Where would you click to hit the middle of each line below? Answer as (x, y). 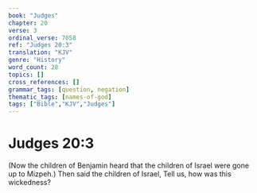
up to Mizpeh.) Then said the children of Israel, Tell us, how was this (120, 174)
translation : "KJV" (41, 52)
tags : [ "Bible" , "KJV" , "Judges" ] (62, 104)
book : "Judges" (33, 15)
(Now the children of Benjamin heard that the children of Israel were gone (128, 166)
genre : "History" (37, 60)
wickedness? (30, 183)
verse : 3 (23, 30)
